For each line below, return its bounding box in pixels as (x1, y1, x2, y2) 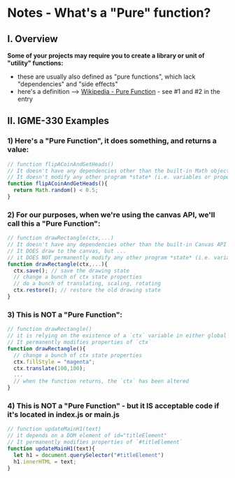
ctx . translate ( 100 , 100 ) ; (13, 364, 86, 372)
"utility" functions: (7, 59, 64, 67)
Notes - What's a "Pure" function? (7, 5, 211, 21)
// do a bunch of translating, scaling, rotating (13, 280, 161, 287)
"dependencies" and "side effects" (17, 80, 118, 88)
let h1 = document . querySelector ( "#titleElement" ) (13, 451, 164, 458)
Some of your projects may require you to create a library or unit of (7, 51, 205, 60)
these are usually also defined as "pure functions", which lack (17, 72, 196, 81)
